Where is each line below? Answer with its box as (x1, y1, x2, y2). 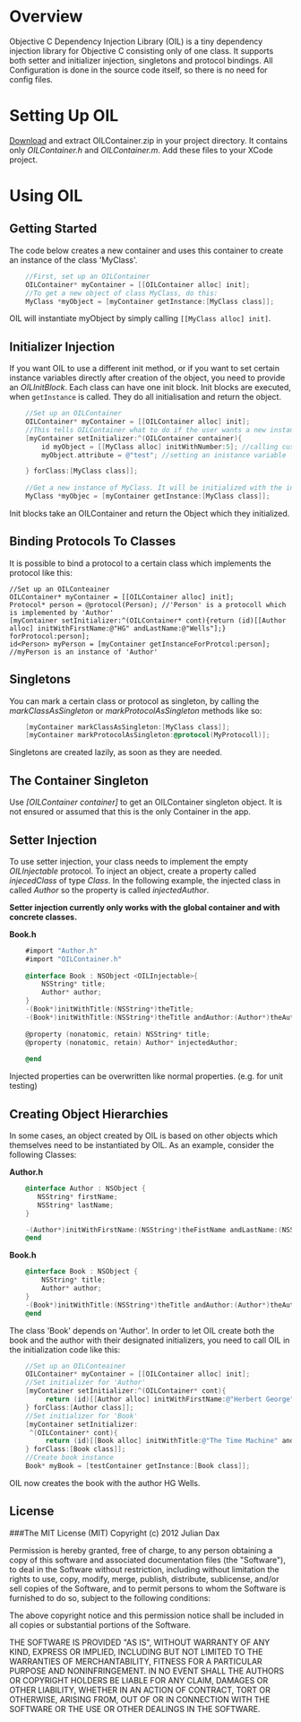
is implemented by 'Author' (9, 608, 115, 617)
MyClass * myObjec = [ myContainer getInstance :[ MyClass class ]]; (25, 491, 271, 501)
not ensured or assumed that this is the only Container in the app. (9, 806, 251, 817)
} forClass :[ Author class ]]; (25, 1403, 134, 1412)
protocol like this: (9, 567, 73, 578)
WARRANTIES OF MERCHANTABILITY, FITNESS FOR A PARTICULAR (9, 1656, 262, 1666)
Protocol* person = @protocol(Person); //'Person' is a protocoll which (9, 600, 287, 609)
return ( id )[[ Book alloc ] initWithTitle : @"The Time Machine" (45, 1437, 279, 1446)
